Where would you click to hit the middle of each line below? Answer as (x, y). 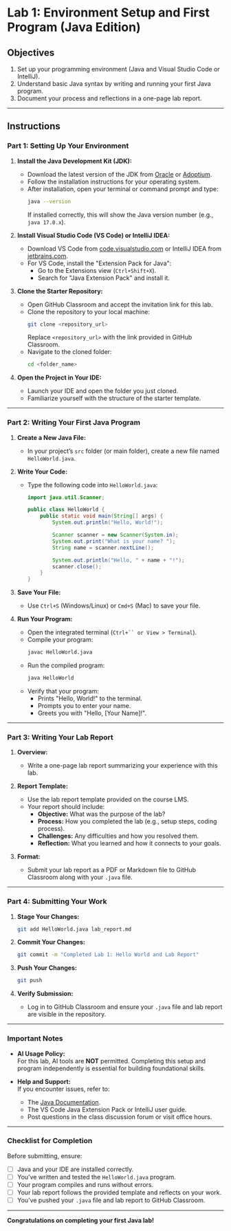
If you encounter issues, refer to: (63, 1089)
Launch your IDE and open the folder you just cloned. (103, 391)
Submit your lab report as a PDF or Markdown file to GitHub (112, 870)
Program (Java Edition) (74, 27)
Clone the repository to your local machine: (88, 311)
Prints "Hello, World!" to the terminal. (90, 698)
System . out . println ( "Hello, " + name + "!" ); (118, 560)
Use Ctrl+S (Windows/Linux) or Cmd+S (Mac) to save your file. (114, 606)
